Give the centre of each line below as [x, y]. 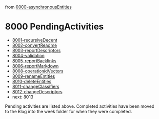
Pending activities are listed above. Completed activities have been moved [80, 106]
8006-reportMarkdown [35, 66]
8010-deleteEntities [32, 81]
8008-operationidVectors [38, 71]
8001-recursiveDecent [35, 40]
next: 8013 [23, 97]
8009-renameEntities [33, 76]
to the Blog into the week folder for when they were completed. [69, 111]
